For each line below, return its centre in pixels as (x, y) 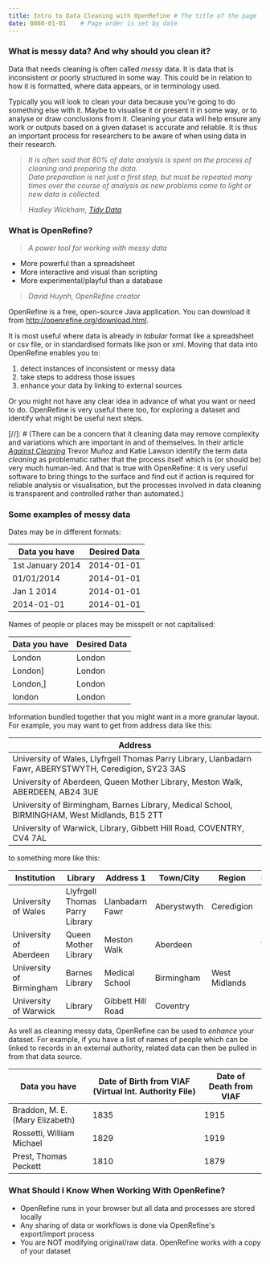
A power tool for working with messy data (97, 248)
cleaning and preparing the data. (83, 168)
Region (232, 878)
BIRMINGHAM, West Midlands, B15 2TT (88, 815)
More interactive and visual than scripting (89, 272)
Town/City (179, 878)
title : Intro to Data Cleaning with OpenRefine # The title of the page (133, 16)
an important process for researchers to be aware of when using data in (127, 135)
